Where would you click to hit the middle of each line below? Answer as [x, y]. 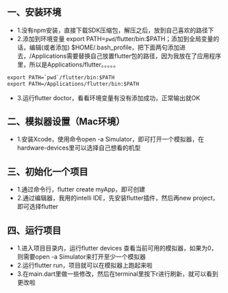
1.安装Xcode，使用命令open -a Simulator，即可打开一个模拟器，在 [110, 139]
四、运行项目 [34, 230]
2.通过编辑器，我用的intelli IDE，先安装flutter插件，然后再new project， [118, 198]
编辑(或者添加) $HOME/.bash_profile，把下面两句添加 [104, 47]
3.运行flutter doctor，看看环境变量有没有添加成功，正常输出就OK [109, 97]
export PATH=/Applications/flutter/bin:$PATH [73, 84]
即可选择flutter [38, 207]
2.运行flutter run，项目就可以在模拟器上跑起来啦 [85, 265]
